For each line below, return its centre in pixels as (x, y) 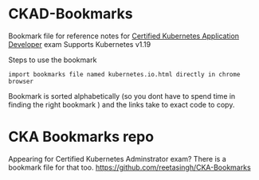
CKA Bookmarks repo (81, 137)
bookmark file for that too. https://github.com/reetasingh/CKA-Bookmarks (129, 167)
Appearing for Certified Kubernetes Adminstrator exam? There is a (118, 158)
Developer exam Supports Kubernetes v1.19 (80, 44)
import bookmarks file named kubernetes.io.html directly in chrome (124, 74)
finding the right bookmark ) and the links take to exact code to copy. (122, 104)
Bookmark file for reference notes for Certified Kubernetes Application (124, 36)
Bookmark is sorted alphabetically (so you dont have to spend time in (122, 96)
